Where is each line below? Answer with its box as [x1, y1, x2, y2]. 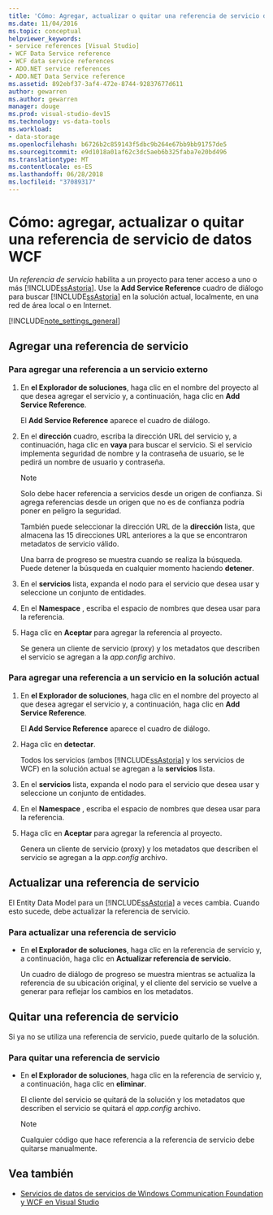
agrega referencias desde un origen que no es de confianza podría [19, 497, 245, 507]
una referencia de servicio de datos [8, 231, 253, 249]
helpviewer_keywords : [8, 34, 82, 43]
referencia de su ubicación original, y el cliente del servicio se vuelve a [19, 978, 258, 988]
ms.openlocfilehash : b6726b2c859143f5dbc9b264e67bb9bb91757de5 [8, 140, 227, 149]
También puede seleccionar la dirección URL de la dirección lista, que [19, 521, 256, 531]
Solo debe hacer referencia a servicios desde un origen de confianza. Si [19, 488, 262, 498]
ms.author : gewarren [8, 95, 79, 103]
